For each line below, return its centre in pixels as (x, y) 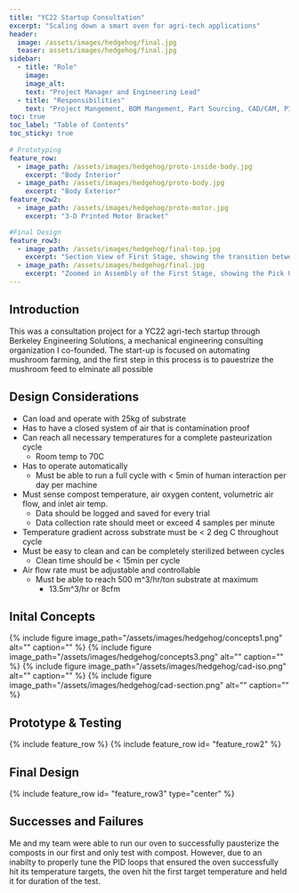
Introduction (44, 309)
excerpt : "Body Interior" (73, 175)
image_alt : (45, 84)
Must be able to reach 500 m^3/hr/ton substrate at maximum (147, 579)
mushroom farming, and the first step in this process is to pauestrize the (141, 359)
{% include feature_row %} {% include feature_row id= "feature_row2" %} (145, 744)
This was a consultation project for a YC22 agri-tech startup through (135, 331)
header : (24, 34)
